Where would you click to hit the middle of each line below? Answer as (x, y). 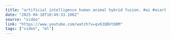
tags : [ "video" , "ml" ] (30, 29)
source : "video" (23, 19)
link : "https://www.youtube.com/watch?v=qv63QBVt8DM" (64, 24)
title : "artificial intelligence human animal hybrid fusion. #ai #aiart (86, 10)
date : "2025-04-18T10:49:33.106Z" (42, 15)
